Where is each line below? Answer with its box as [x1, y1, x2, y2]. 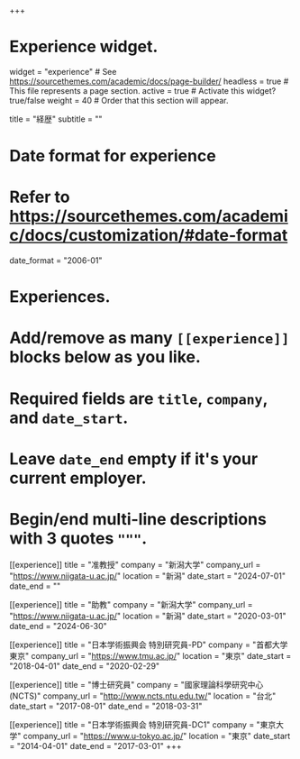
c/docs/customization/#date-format [9, 225, 288, 246]
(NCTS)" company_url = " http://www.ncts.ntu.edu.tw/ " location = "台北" [9, 690, 277, 701]
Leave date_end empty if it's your [9, 448, 259, 469]
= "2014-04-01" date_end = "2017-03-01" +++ [9, 740, 182, 751]
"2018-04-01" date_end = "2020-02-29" [9, 660, 160, 672]
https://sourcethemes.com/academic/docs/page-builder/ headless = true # [9, 76, 289, 87]
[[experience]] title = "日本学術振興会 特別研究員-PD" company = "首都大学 [9, 639, 288, 650]
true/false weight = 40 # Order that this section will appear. [9, 95, 229, 105]
